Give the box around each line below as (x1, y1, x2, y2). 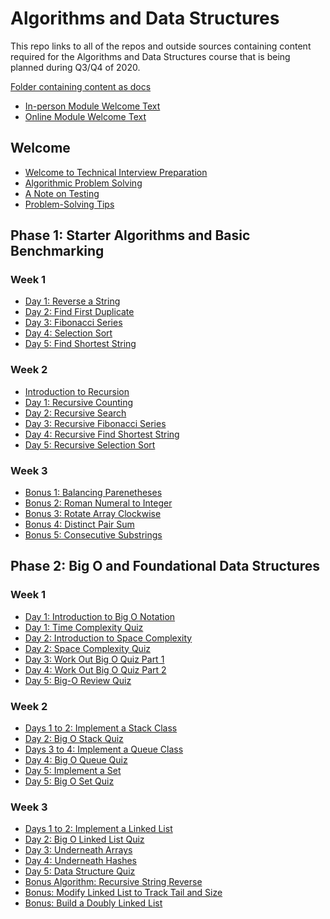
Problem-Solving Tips (24, 198, 115, 210)
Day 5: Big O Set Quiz (24, 775, 115, 787)
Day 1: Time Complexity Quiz (24, 621, 144, 633)
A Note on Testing (24, 187, 100, 199)
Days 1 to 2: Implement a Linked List (24, 823, 173, 835)
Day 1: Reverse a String (24, 295, 121, 307)
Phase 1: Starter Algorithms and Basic (10, 227, 251, 244)
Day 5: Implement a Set (24, 765, 122, 777)
